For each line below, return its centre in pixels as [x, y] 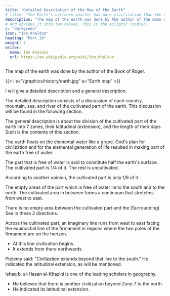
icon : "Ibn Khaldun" [27, 33]
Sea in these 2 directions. [32, 214]
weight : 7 [16, 43]
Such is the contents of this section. [42, 132]
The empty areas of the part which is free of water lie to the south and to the [85, 187]
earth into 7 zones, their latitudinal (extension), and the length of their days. [84, 126]
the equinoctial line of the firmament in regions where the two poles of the [82, 229]
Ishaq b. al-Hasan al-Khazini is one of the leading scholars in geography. [81, 274]
